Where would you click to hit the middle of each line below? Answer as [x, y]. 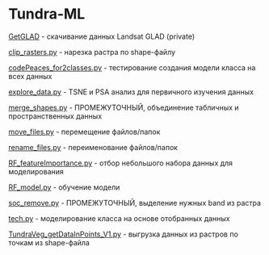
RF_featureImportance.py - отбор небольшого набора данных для [120, 163]
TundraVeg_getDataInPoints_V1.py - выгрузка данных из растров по [123, 234]
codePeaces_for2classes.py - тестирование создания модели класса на [132, 67]
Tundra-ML [47, 14]
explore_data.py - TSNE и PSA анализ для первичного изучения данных [131, 92]
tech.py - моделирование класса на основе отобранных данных [119, 218]
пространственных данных [55, 116]
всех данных [30, 76]
